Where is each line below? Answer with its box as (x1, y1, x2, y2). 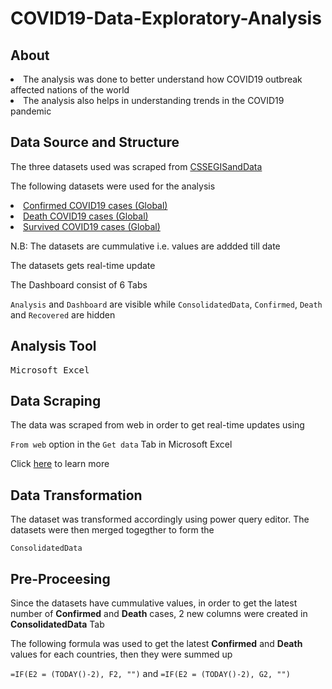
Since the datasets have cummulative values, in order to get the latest (10, 597, 298, 609)
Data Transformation (10, 487, 143, 504)
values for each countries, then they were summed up (10, 648, 233, 661)
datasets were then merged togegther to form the (10, 524, 215, 536)
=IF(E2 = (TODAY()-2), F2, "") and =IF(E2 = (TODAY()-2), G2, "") (10, 668, 291, 680)
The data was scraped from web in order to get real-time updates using (10, 419, 305, 431)
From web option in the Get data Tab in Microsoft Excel (10, 438, 233, 451)
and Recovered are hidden (10, 308, 116, 321)
